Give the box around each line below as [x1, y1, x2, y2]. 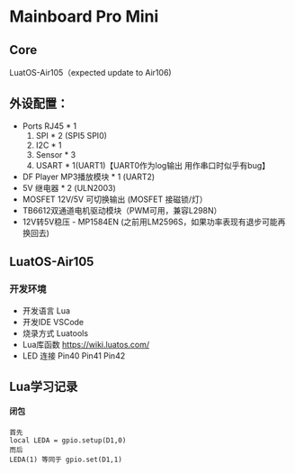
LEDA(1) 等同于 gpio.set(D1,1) [9, 455, 123, 465]
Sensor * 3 [35, 149, 76, 159]
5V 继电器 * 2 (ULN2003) [22, 182, 117, 193]
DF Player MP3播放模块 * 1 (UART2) [22, 171, 156, 182]
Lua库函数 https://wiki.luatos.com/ [22, 339, 150, 350]
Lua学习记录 [9, 378, 78, 394]
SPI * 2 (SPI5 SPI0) [35, 130, 108, 141]
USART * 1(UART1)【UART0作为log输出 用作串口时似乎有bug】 [35, 159, 271, 170]
